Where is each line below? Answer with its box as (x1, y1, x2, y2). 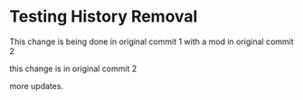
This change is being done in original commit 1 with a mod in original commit (9, 36, 294, 47)
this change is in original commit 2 (9, 63, 137, 74)
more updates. (9, 80, 64, 91)
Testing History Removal (9, 6, 198, 27)
